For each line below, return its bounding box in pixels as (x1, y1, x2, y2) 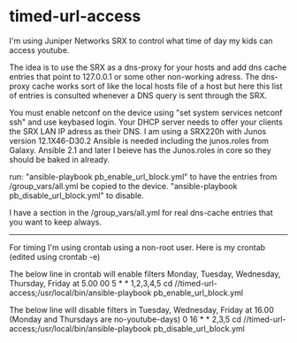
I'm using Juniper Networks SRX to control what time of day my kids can (9, 35, 273, 46)
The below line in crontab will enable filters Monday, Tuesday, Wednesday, (9, 268, 281, 279)
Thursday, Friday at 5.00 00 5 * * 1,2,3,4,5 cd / (9, 278, 179, 288)
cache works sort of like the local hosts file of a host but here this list (32, 80, 283, 91)
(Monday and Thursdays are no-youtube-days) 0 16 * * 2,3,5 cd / (9, 314, 247, 324)
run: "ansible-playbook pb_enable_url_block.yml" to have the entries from (9, 171, 278, 182)
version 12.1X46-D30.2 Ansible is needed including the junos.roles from (9, 135, 270, 146)
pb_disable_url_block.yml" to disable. (9, 190, 144, 201)
